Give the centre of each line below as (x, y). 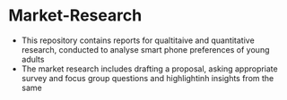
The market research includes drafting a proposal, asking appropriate (150, 69)
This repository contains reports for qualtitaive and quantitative (138, 40)
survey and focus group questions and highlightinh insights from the (148, 78)
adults (33, 59)
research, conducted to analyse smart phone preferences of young (145, 49)
